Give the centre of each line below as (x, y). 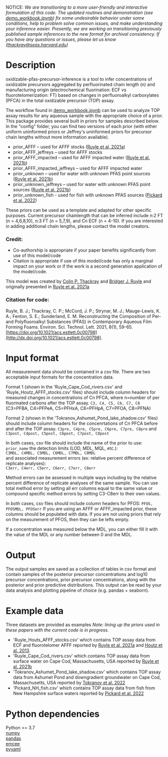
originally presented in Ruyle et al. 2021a (48, 287)
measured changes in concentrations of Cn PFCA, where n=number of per (83, 398)
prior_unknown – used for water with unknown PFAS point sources (81, 173)
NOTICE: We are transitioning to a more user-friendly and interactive (77, 7)
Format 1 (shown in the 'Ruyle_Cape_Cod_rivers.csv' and (64, 387)
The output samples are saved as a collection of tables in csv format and (81, 569)
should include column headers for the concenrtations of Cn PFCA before (82, 423)
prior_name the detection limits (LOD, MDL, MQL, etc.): (62, 449)
